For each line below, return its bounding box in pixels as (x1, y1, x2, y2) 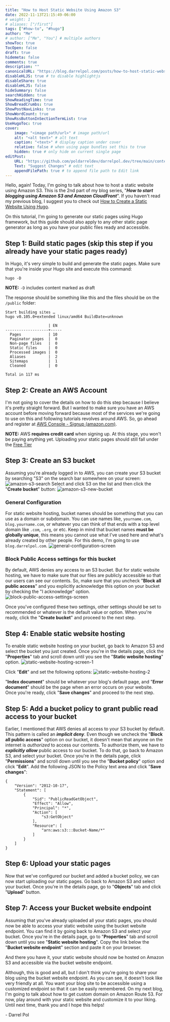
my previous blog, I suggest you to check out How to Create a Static (5, 198, 148, 204)
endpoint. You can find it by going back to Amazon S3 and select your (5, 928, 151, 934)
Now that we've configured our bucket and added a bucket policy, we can (5, 873, 159, 879)
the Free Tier (5, 442, 32, 447)
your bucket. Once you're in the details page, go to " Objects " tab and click (5, 883, 161, 890)
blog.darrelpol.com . (5, 543, 48, 549)
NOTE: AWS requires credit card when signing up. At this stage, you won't (5, 431, 161, 437)
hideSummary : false (5, 87, 47, 93)
